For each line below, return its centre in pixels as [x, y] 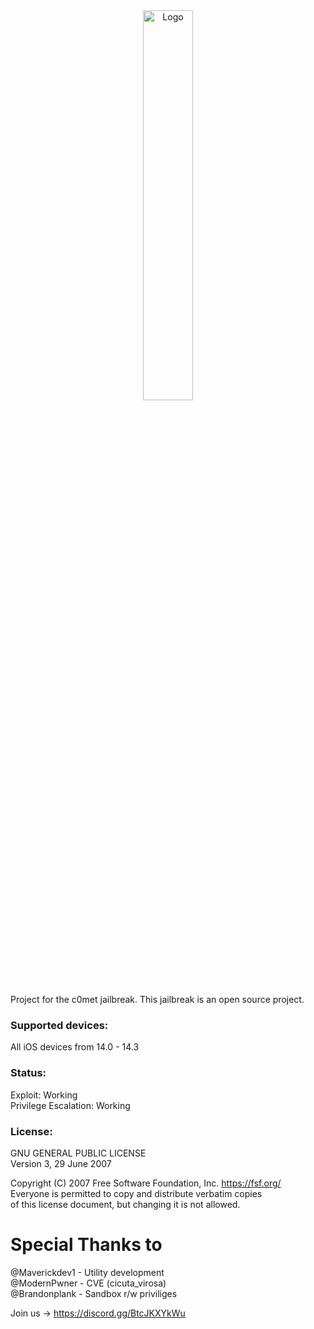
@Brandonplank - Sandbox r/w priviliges [94, 1293]
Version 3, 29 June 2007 [61, 1163]
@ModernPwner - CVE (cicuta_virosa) [88, 1283]
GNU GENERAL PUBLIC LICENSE [78, 1153]
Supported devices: [59, 1025]
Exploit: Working [44, 1095]
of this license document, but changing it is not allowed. [125, 1204]
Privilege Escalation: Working [70, 1105]
